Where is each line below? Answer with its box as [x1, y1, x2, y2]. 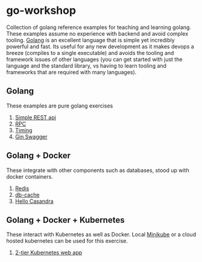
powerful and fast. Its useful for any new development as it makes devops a [6, 43, 194, 50]
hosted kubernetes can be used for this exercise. [6, 237, 128, 244]
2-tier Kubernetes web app [14, 249, 83, 257]
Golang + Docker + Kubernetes [6, 215, 125, 225]
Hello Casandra [14, 197, 54, 205]
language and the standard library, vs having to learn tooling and [6, 62, 167, 69]
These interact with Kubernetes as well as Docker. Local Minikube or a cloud [6, 231, 197, 238]
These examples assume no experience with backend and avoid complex [6, 30, 189, 37]
